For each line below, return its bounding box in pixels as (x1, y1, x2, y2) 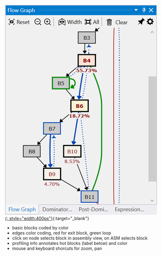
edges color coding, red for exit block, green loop (12, 230, 112, 236)
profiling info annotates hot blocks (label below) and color (12, 240, 128, 246)
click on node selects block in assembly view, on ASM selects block (12, 235, 148, 241)
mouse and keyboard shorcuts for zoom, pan (12, 245, 102, 251)
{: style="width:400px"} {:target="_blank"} (5, 216, 89, 221)
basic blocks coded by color (12, 225, 69, 230)
